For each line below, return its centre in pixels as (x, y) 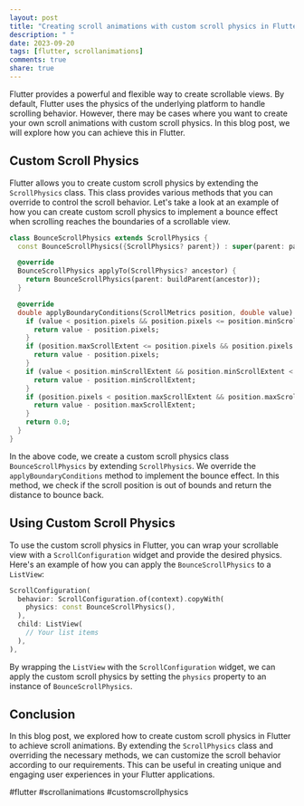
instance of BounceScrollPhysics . (71, 686)
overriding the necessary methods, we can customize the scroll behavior (145, 755)
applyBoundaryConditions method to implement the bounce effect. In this (145, 475)
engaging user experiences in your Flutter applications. (112, 774)
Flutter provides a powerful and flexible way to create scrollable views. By (147, 94)
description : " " (42, 34)
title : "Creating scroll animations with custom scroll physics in (139, 26)
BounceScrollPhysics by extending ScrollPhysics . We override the (133, 465)
